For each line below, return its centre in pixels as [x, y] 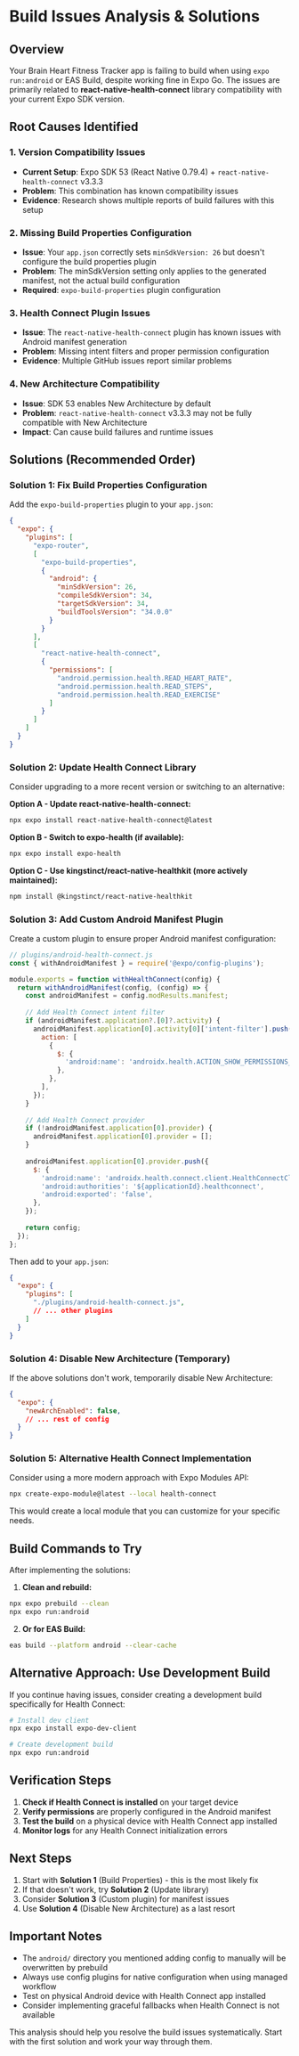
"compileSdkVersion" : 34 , [105, 596]
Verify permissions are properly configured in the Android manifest [146, 1811]
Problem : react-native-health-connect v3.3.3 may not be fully [137, 412]
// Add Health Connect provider [85, 1120]
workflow [39, 1986]
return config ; [53, 1228]
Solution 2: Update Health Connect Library [103, 767]
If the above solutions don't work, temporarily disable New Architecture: [141, 1377]
